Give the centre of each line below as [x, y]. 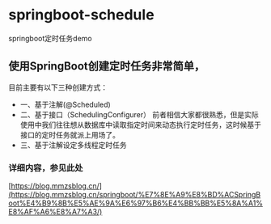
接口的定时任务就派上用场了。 [70, 134]
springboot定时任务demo [50, 38]
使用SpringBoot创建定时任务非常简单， [107, 66]
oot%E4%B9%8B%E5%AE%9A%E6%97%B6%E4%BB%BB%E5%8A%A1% [135, 203]
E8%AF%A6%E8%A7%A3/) [55, 212]
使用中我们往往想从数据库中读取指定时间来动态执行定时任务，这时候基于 [140, 125]
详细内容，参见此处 [46, 167]
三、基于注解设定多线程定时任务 [73, 145]
